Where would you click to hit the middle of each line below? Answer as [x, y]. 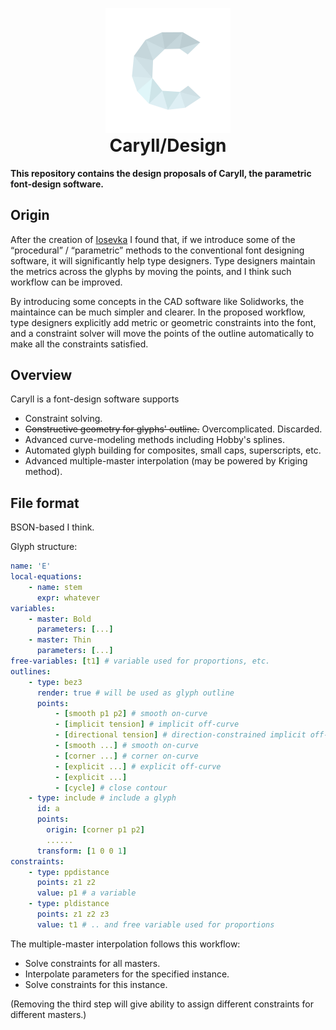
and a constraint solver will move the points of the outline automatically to [162, 333]
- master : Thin [60, 640]
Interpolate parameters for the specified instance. [127, 974]
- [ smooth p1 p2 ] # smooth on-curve [131, 714]
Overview [41, 374]
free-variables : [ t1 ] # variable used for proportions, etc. [140, 661]
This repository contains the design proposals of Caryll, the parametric [161, 173]
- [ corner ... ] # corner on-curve [126, 756]
